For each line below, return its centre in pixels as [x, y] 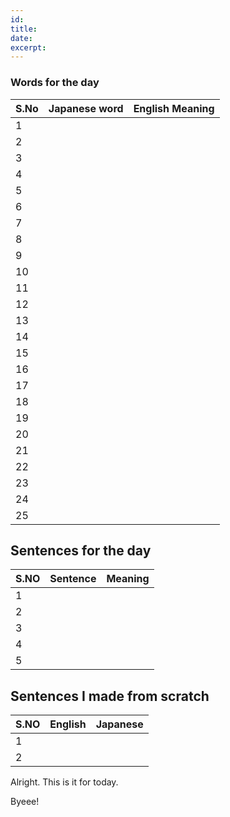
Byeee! [25, 802]
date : [21, 38]
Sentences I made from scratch [110, 696]
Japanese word [86, 108]
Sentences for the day [81, 550]
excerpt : [28, 47]
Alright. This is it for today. [64, 782]
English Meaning [174, 108]
